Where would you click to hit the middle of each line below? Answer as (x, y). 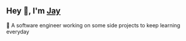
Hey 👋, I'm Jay (34, 11)
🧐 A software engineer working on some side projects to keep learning (93, 25)
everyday (18, 31)
